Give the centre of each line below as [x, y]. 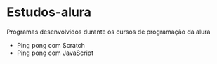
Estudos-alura [49, 12]
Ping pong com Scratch [51, 45]
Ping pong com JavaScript [55, 53]
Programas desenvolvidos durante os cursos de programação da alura [108, 32]
